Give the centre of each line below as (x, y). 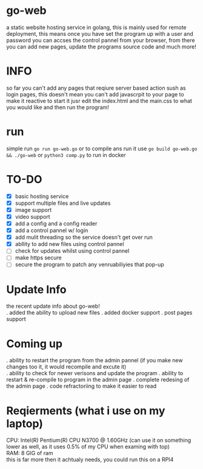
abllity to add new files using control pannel (69, 244)
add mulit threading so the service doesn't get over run (84, 238)
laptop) (25, 423)
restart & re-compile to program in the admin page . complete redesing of (98, 380)
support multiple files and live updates (63, 203)
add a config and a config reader (56, 224)
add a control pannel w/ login (52, 230)
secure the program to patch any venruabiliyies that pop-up (90, 265)
